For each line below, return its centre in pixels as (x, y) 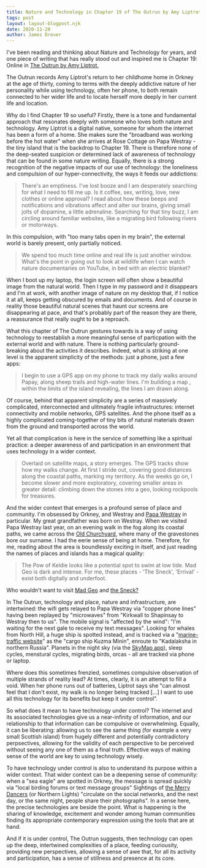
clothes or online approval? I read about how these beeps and (99, 199)
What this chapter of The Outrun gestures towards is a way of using (92, 331)
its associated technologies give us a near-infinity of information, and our (99, 717)
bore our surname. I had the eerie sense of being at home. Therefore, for (98, 540)
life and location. (27, 103)
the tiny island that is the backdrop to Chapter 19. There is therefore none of (102, 148)
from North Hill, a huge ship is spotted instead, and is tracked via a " (93, 635)
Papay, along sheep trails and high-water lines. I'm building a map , (106, 382)
